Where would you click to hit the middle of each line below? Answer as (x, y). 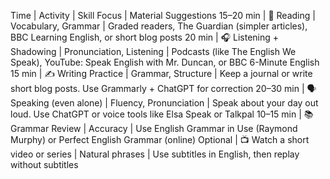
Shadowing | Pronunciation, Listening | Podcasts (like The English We (153, 51)
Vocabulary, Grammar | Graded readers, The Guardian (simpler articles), (159, 26)
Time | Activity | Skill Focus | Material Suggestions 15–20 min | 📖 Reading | (163, 15)
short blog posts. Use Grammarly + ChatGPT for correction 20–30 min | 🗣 (163, 88)
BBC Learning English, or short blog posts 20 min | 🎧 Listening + (145, 37)
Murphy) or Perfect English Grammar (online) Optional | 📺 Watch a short (160, 139)
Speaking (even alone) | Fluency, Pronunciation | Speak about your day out (164, 103)
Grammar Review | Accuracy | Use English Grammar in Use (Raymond (154, 128)
